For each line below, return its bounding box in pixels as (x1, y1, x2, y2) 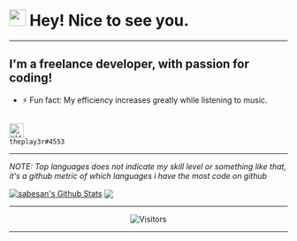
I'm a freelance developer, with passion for (9, 57, 249, 72)
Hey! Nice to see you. (29, 11, 190, 31)
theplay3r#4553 (9, 137, 65, 146)
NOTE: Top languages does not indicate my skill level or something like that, (9, 160, 287, 172)
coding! (9, 71, 53, 86)
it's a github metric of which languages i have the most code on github (9, 170, 268, 181)
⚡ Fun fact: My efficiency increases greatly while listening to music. (21, 94, 268, 105)
